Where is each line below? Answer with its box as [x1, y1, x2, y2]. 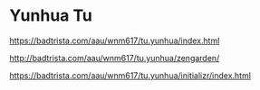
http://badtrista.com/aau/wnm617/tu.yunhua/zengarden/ [9, 52, 220, 63]
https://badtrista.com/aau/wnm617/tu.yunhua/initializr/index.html [9, 69, 252, 81]
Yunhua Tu [9, 5, 93, 26]
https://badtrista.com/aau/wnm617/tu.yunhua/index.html [9, 35, 220, 46]
